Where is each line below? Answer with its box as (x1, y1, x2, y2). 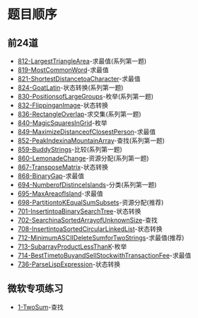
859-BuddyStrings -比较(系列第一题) (17, 146, 122, 153)
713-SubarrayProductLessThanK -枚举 (17, 242, 127, 251)
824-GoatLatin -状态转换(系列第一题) (17, 83, 124, 92)
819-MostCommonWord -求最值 (17, 66, 109, 74)
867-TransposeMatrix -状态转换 (17, 163, 108, 171)
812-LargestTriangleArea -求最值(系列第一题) (17, 57, 147, 65)
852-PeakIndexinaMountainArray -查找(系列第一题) (17, 136, 165, 145)
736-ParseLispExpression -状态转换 (17, 260, 121, 269)
